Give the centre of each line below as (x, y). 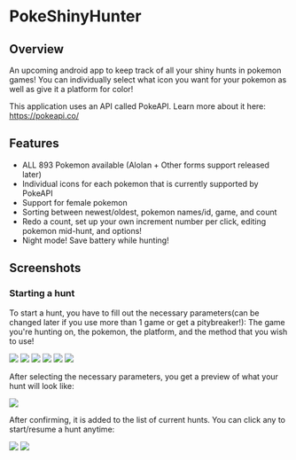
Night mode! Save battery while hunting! (96, 240)
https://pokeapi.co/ (44, 116)
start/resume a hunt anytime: (62, 429)
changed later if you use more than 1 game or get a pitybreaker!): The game (147, 322)
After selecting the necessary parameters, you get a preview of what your (144, 376)
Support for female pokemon (74, 202)
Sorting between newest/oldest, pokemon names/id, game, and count (149, 212)
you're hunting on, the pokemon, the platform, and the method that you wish (148, 331)
